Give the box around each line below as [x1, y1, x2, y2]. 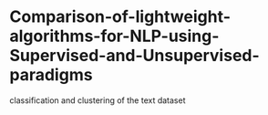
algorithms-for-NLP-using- [9, 26, 220, 47]
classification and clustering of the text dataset [9, 94, 186, 106]
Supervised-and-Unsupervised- [9, 46, 260, 66]
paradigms [9, 65, 93, 86]
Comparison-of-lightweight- [9, 6, 231, 27]
